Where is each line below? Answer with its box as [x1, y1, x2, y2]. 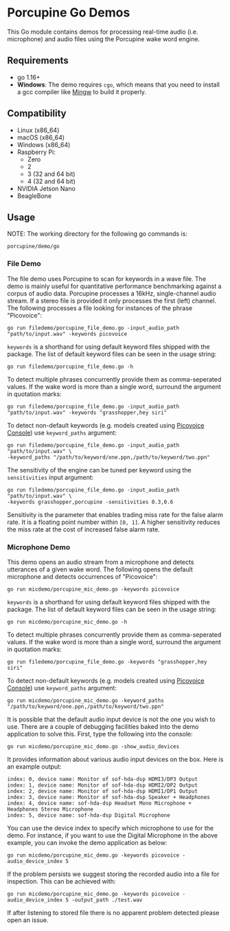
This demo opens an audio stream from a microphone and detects [7, 558, 194, 566]
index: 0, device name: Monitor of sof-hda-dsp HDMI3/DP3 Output [7, 776, 198, 782]
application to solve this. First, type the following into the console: [7, 730, 194, 738]
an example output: [7, 762, 62, 771]
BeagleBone [16, 191, 52, 200]
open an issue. [7, 916, 49, 924]
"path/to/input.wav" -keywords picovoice [7, 330, 128, 338]
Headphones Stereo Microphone [7, 806, 94, 813]
